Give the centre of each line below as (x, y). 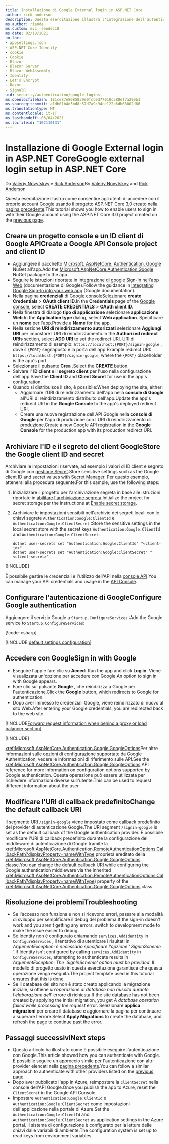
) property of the (111, 881)
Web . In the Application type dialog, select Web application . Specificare (88, 318)
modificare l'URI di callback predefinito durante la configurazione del (76, 838)
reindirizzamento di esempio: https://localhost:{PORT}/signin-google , (87, 344)
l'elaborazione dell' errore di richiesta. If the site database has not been (86, 995)
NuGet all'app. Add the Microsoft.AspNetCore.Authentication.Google (83, 269)
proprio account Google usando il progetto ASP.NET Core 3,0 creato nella (81, 204)
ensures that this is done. (39, 979)
